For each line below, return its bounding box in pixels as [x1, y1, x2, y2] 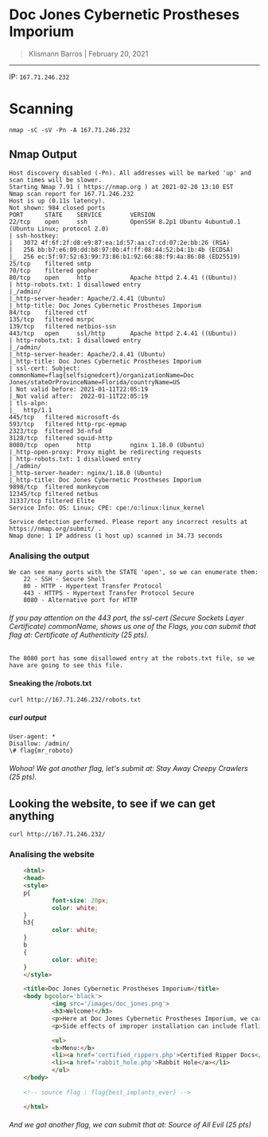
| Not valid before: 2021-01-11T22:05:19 [9, 385, 149, 393]
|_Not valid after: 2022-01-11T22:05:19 [9, 392, 149, 400]
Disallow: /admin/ [9, 740, 70, 748]
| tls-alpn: [9, 399, 49, 407]
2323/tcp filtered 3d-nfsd [9, 427, 103, 435]
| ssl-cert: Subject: [9, 364, 81, 372]
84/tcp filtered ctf [9, 309, 88, 317]
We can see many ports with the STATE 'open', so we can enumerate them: [9, 568, 259, 576]
